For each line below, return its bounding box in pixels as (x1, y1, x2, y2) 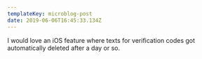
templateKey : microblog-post (7, 10, 93, 18)
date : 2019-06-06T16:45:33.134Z (7, 17, 102, 24)
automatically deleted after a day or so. (7, 44, 121, 52)
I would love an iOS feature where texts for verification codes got (7, 36, 195, 44)
